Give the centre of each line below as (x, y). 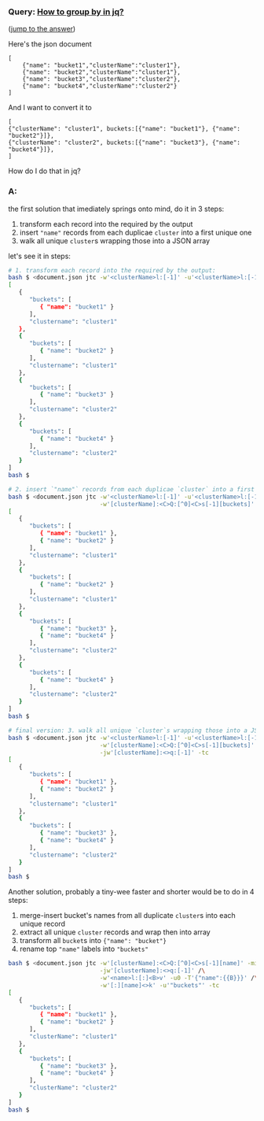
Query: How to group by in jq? (66, 12)
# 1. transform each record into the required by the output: (112, 270)
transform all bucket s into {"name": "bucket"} (93, 941)
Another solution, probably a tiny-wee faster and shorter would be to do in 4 (131, 892)
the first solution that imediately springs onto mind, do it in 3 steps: (116, 209)
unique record (42, 924)
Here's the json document (50, 44)
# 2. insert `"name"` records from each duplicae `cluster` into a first (132, 489)
